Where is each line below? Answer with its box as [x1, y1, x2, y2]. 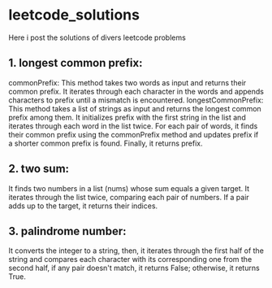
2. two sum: [8, 162, 70, 176]
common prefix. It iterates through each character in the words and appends [8, 86, 264, 96]
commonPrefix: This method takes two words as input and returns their [8, 77, 247, 87]
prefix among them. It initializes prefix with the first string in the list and [8, 112, 246, 122]
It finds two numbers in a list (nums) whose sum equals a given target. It [8, 183, 250, 193]
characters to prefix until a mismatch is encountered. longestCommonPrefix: [8, 95, 264, 105]
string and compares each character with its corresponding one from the [8, 255, 253, 264]
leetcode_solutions [8, 6, 140, 24]
